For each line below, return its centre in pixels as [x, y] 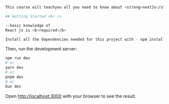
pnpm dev [14, 77]
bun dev [13, 86]
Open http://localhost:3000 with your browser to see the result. [71, 96]
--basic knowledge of [28, 25]
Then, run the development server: [41, 49]
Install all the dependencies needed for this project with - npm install [85, 39]
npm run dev [18, 58]
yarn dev [14, 68]
